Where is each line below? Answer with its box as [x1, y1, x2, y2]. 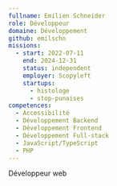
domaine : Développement [8, 27, 88, 35]
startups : [22, 79, 56, 87]
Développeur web [8, 168, 67, 178]
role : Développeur [8, 19, 70, 27]
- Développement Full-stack [15, 131, 110, 139]
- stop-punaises [29, 94, 84, 102]
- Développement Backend [15, 117, 99, 125]
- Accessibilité [15, 110, 70, 118]
